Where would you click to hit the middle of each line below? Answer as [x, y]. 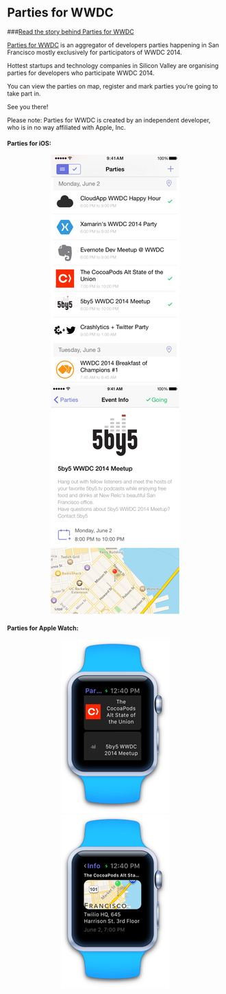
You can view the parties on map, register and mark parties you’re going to [113, 86]
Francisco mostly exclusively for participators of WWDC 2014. [95, 52]
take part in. [24, 93]
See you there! [28, 106]
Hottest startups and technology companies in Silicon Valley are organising [113, 65]
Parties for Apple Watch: [43, 628]
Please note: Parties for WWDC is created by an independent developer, [109, 120]
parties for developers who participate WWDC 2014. [81, 73]
